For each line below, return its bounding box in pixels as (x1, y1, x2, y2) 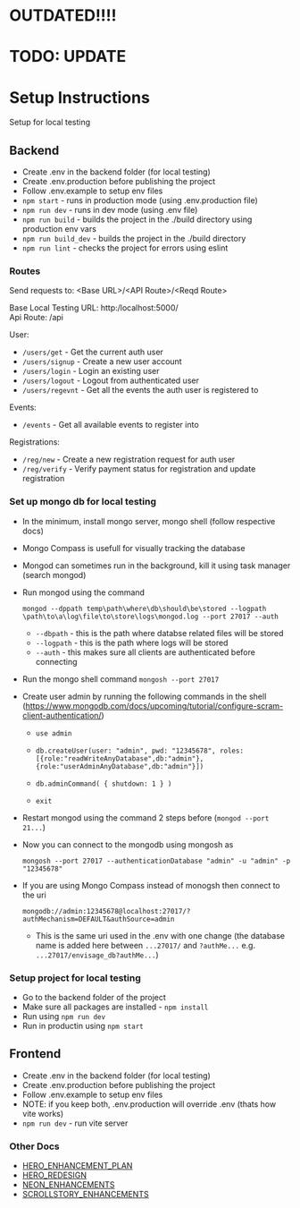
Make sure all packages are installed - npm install (21, 1001, 209, 1012)
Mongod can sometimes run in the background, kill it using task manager (21, 560, 291, 571)
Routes (9, 265, 41, 277)
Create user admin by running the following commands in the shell (21, 691, 267, 702)
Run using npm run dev (21, 1011, 105, 1022)
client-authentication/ (21, 710, 102, 720)
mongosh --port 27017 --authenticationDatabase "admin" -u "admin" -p (21, 856, 291, 865)
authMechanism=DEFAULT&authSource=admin (21, 915, 175, 923)
